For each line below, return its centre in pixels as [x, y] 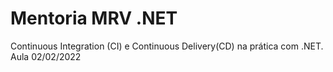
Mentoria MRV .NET [94, 18]
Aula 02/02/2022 [46, 56]
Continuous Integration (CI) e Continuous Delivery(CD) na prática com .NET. [167, 46]
